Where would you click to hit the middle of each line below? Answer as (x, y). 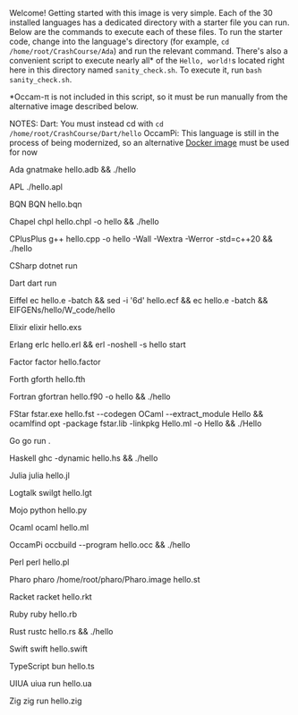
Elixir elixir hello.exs (46, 327)
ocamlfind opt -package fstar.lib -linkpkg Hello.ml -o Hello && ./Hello (136, 423)
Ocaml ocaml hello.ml (49, 528)
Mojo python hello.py (48, 510)
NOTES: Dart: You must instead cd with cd (86, 123)
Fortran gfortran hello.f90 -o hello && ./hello (90, 396)
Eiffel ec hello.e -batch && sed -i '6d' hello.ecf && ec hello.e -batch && (139, 300)
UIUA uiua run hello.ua (51, 683)
